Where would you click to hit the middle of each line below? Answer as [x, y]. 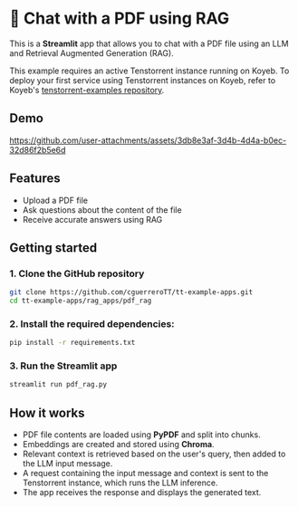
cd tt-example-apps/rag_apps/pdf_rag [81, 301]
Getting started [53, 248]
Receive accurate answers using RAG [92, 219]
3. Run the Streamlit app [63, 366]
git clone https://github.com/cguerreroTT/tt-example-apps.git [131, 292]
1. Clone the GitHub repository [77, 273]
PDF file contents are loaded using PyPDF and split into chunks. [141, 435]
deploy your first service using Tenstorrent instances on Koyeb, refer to [143, 80]
